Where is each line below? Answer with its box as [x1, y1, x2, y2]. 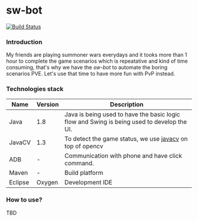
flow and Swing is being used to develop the [64, 118, 187, 126]
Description [110, 100, 144, 108]
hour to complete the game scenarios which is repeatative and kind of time [6, 57, 188, 65]
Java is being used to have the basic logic [64, 110, 180, 118]
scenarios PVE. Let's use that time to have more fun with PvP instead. [6, 70, 176, 77]
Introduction [6, 38, 42, 46]
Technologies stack [6, 85, 64, 93]
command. [64, 159, 94, 167]
